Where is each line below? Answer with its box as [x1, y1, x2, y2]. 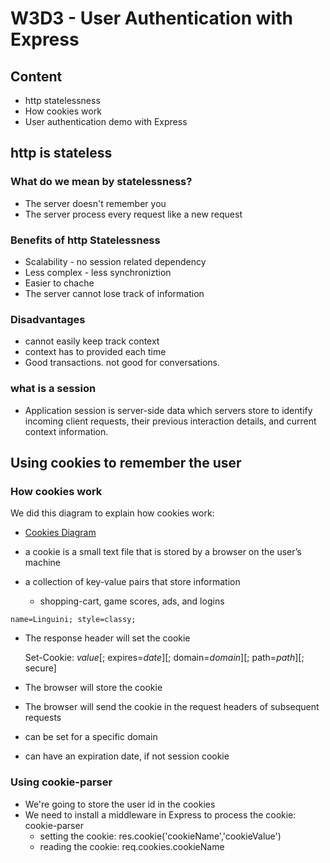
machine [24, 557, 62, 569]
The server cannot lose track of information [24, 287, 205, 299]
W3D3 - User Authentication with [10, 7, 293, 30]
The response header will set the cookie [24, 632, 191, 644]
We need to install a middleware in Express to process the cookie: [24, 808, 297, 821]
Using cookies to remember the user [10, 454, 242, 471]
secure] [24, 662, 57, 674]
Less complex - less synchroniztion [24, 266, 172, 278]
